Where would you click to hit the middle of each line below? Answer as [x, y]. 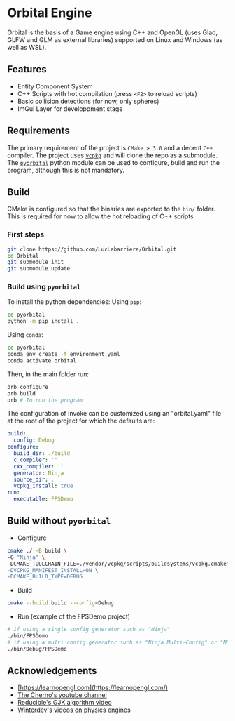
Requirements [38, 131]
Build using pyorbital [44, 287]
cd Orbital [23, 256]
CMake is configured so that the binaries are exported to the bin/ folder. [111, 209]
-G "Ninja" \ [26, 557]
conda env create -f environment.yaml [64, 355]
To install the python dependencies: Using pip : [74, 302]
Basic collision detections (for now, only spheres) [88, 101]
